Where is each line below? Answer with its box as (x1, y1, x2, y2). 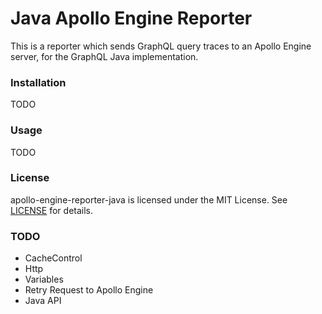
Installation (10, 75, 67, 89)
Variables (24, 273, 64, 286)
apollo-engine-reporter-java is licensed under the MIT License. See (10, 193, 288, 206)
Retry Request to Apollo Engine (24, 284, 154, 296)
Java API (24, 295, 62, 307)
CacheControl (24, 252, 83, 264)
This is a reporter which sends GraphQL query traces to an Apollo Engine (10, 40, 312, 52)
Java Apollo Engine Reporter (10, 7, 253, 30)
